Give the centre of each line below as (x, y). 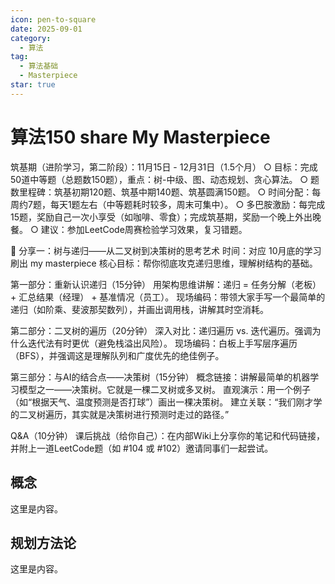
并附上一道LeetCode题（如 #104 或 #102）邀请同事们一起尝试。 (142, 448)
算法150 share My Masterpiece (140, 137)
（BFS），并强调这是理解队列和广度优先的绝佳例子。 (117, 355)
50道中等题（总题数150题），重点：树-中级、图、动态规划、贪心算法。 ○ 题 (165, 179)
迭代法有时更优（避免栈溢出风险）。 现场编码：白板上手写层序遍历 (162, 343)
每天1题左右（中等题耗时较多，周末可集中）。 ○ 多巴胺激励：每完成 (187, 204)
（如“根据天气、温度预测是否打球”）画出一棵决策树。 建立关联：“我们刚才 (162, 402)
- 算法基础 (39, 66)
